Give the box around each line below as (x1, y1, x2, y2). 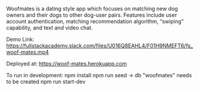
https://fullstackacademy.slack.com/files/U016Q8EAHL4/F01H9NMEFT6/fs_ (6, 42, 194, 49)
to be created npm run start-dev (6, 78, 86, 85)
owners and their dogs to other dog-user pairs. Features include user (6, 11, 177, 19)
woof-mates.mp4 (6, 48, 49, 56)
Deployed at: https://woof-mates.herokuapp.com (6, 60, 127, 67)
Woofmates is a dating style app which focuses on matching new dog (6, 5, 178, 12)
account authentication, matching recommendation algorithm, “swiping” (6, 18, 184, 25)
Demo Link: (6, 36, 35, 43)
